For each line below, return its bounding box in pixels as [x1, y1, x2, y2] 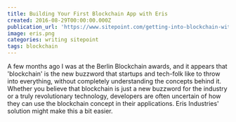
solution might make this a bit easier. [7, 107, 114, 115]
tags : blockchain [7, 43, 58, 50]
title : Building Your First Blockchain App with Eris [7, 10, 169, 18]
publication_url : [7, 23, 58, 30]
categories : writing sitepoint [7, 36, 99, 43]
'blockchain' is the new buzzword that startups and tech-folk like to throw [7, 69, 221, 78]
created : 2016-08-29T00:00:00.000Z [7, 17, 112, 24]
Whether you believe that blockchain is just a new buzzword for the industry [7, 85, 228, 93]
